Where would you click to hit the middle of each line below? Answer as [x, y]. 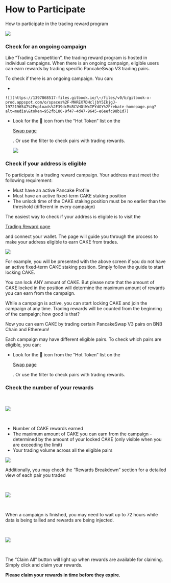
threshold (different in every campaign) [54, 207]
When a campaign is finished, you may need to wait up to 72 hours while [82, 514]
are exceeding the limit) [38, 445]
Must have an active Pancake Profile [51, 190]
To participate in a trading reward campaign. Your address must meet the [82, 175]
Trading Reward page [28, 226]
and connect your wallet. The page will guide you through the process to [82, 236]
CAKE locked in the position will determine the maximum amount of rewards [85, 288]
